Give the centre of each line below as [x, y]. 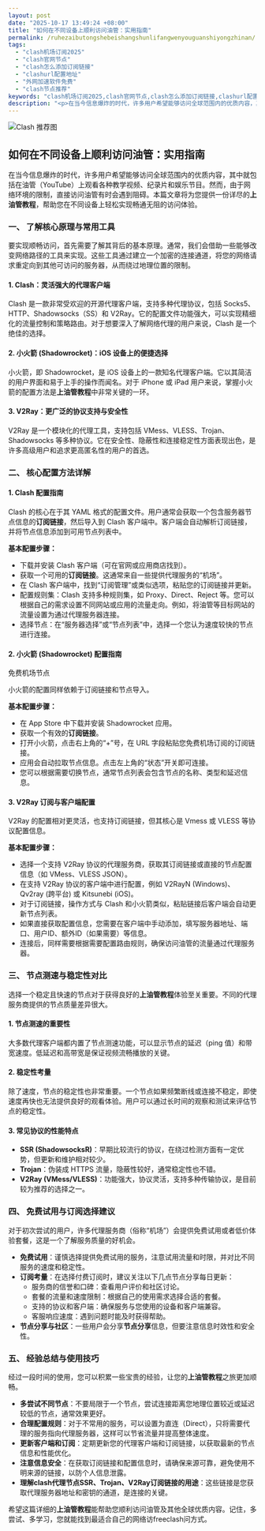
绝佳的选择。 [29, 333]
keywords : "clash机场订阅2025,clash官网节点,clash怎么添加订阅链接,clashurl [127, 96]
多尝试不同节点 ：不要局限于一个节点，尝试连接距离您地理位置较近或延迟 [137, 1403]
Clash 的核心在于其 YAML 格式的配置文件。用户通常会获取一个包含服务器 [127, 512]
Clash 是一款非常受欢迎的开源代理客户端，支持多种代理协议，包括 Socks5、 [131, 304]
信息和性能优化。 [47, 1453]
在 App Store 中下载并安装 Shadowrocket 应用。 [98, 723]
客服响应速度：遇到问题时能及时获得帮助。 [101, 1316]
